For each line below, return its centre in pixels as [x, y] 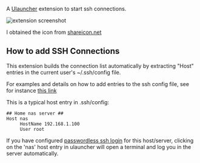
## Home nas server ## [35, 113]
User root [32, 129]
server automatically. [32, 153]
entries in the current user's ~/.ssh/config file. [64, 72]
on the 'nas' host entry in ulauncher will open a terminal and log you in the [99, 147]
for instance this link [32, 90]
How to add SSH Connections [63, 51]
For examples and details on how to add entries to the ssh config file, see [98, 84]
